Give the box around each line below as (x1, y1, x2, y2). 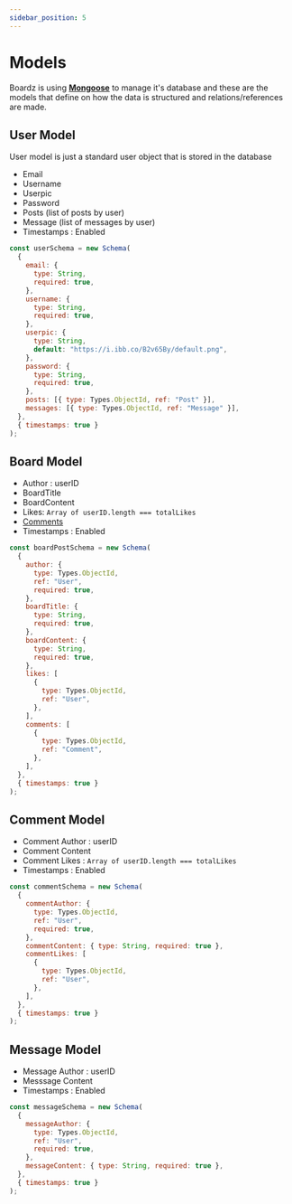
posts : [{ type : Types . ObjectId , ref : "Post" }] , (25, 395, 216, 405)
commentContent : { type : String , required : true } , (25, 941, 224, 950)
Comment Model (9, 812, 105, 827)
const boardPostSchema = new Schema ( (9, 543, 151, 552)
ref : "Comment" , (41, 745, 103, 755)
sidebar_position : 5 (9, 13, 87, 23)
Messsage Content (22, 1076, 93, 1086)
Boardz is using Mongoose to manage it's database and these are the (9, 82, 269, 93)
